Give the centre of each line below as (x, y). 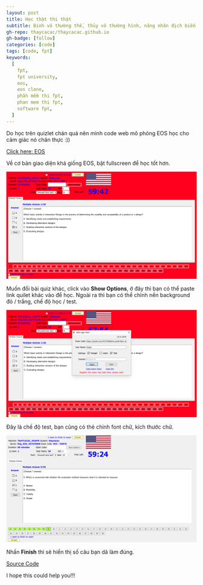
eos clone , (31, 90)
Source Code (23, 564)
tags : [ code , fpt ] (29, 52)
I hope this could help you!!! (41, 575)
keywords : (19, 58)
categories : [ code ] (31, 45)
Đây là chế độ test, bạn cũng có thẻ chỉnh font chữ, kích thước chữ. (90, 427)
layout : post (23, 13)
